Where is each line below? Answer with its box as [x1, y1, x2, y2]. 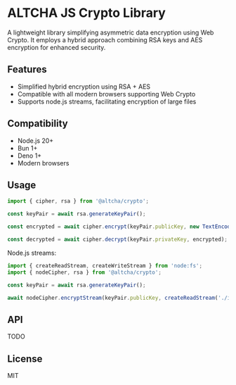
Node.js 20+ [17, 136, 54, 145]
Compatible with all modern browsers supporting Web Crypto [17, 89, 196, 98]
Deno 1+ [17, 151, 42, 160]
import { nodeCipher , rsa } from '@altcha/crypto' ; [7, 269, 162, 276]
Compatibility [7, 118, 68, 130]
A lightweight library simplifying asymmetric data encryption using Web [7, 28, 214, 37]
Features [7, 63, 47, 75]
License [7, 353, 43, 365]
